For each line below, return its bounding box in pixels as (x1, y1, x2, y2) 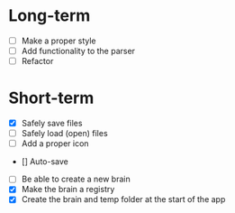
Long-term (8, 5, 91, 26)
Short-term (8, 88, 95, 108)
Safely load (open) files (21, 128, 109, 139)
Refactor (21, 56, 54, 67)
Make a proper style (21, 35, 96, 46)
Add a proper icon (21, 138, 89, 149)
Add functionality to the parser (21, 46, 136, 56)
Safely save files (21, 118, 83, 129)
